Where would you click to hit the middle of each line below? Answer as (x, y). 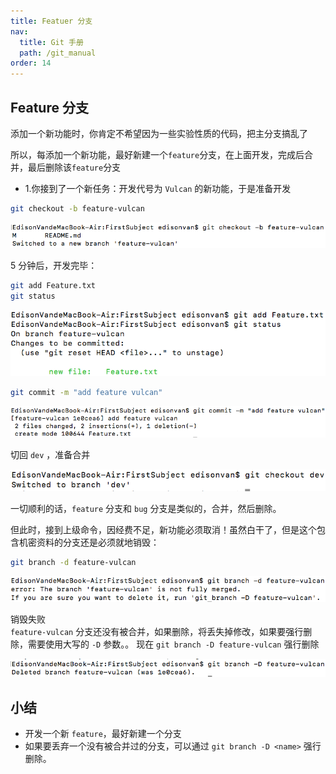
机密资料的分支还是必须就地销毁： (89, 542)
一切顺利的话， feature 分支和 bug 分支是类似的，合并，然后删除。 (146, 509)
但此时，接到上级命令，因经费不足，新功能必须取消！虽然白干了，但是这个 (163, 530)
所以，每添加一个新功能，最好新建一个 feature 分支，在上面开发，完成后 (157, 154)
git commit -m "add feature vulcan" (86, 392)
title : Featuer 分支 (51, 21)
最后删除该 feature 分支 (74, 167)
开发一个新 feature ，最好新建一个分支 (103, 734)
